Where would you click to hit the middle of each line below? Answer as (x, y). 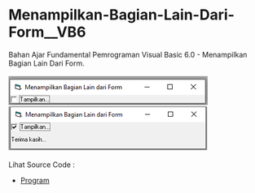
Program (35, 180)
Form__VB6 (48, 32)
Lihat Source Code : (42, 165)
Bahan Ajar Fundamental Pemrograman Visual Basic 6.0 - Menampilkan (128, 54)
